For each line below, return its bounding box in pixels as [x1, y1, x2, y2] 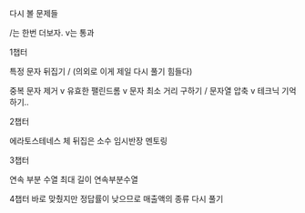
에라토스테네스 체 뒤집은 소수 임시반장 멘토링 [9, 136, 168, 146]
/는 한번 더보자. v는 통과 [9, 27, 95, 38]
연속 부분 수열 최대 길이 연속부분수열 [9, 174, 138, 185]
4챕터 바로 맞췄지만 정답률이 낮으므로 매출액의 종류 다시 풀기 [9, 194, 224, 204]
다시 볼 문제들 [9, 8, 59, 18]
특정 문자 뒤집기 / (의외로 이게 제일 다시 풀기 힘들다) [9, 66, 193, 76]
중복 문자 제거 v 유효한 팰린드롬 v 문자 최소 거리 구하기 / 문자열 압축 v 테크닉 [9, 86, 280, 96]
